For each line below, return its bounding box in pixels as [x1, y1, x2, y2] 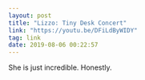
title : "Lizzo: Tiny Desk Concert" [8, 19, 127, 27]
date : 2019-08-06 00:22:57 [8, 41, 99, 49]
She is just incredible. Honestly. [8, 63, 112, 72]
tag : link [8, 33, 42, 42]
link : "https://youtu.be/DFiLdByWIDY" [8, 26, 138, 34]
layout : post [8, 11, 52, 20]
